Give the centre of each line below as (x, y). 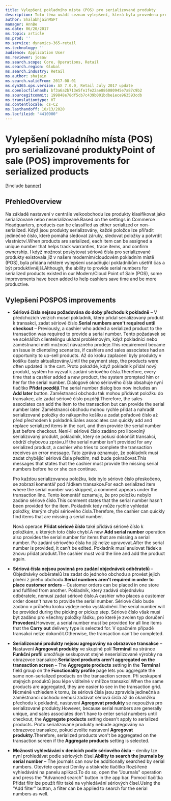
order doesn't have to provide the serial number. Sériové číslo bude (83, 601)
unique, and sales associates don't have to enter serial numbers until (84, 714)
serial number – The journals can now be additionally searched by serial (89, 761)
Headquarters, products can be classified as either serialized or (72, 225)
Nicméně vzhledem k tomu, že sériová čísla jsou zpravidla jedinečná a (86, 692)
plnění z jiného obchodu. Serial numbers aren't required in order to (83, 580)
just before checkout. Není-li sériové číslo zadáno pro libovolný (79, 431)
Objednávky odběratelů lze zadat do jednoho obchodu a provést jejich (86, 574)
